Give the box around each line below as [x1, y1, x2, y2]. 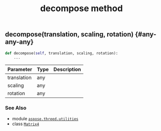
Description [53, 66, 81, 73]
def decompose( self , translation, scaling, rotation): [5, 50, 118, 56]
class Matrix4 [12, 121, 39, 127]
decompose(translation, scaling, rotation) [5, 30, 134, 39]
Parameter [7, 66, 32, 73]
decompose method [40, 3, 123, 14]
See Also [5, 105, 27, 112]
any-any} [5, 38, 34, 46]
